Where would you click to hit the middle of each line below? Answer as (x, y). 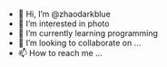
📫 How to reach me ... (60, 53)
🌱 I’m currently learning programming (88, 33)
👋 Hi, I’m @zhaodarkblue (64, 14)
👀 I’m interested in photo (64, 24)
